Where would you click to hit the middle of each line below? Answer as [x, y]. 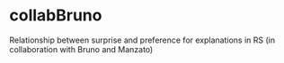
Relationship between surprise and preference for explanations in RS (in [142, 40]
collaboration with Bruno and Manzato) [81, 49]
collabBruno [56, 16]
